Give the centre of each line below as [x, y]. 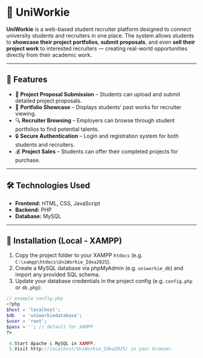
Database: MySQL [38, 216]
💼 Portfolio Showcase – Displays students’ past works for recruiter [98, 107]
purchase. [27, 160]
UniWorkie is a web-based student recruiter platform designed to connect [99, 29]
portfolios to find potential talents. [57, 129]
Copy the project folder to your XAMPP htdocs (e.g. [79, 255]
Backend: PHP [34, 210]
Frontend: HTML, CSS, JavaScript [58, 203]
